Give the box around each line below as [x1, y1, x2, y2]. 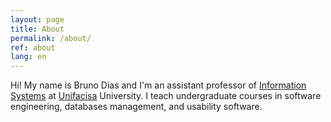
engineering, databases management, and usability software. [10, 101, 263, 113]
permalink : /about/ [10, 33, 92, 43]
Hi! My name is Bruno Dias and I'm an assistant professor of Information [10, 79, 307, 91]
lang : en [10, 52, 47, 62]
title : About [10, 24, 65, 34]
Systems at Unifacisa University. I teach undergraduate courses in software [10, 90, 322, 102]
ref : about [10, 42, 56, 53]
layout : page [10, 14, 65, 25]
